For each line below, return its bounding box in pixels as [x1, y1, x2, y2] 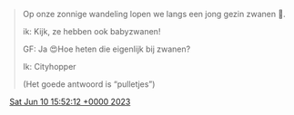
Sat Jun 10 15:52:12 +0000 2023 [8, 96, 131, 107]
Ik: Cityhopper [22, 62, 76, 72]
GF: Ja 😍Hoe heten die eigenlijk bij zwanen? [22, 43, 191, 54]
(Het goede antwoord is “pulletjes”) [22, 79, 156, 90]
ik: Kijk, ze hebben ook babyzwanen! [22, 26, 161, 36]
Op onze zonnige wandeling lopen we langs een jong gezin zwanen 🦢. [22, 9, 287, 19]
